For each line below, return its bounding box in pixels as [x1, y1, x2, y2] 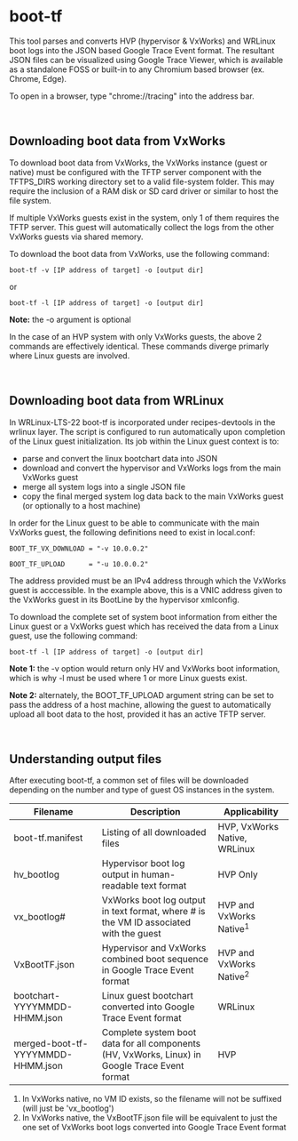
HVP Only [217, 869, 259, 881]
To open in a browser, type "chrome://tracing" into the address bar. [9, 91, 255, 101]
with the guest [101, 928, 161, 940]
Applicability [223, 806, 279, 818]
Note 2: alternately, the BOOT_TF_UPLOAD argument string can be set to [9, 689, 275, 700]
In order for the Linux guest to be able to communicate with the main [9, 518, 260, 528]
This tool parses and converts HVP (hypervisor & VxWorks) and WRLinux [9, 36, 277, 46]
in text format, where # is [101, 905, 206, 918]
